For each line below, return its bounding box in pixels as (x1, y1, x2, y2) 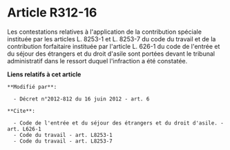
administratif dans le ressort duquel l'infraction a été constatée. (7, 56, 188, 65)
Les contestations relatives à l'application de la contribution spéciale (7, 28, 202, 36)
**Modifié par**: (7, 83, 57, 90)
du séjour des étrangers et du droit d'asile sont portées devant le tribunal (7, 50, 215, 58)
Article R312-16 (7, 5, 97, 21)
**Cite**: (7, 107, 36, 114)
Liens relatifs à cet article (7, 70, 82, 78)
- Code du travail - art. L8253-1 (13, 131, 113, 138)
